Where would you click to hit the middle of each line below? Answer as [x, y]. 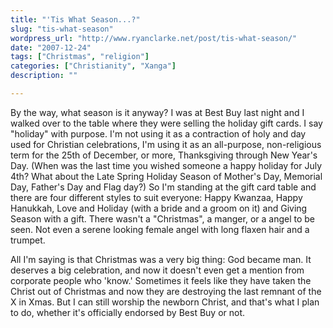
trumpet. [28, 240]
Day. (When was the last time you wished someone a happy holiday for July [166, 165]
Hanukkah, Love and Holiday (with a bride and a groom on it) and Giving [159, 208]
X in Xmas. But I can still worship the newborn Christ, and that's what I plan [165, 302]
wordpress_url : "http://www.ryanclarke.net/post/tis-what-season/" [154, 38]
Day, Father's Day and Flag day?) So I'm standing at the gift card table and [163, 187]
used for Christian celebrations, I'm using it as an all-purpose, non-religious [166, 144]
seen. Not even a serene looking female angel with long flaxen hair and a [160, 229]
